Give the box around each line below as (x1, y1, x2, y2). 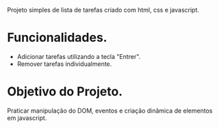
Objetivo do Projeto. (7, 84, 123, 99)
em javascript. (7, 113, 47, 122)
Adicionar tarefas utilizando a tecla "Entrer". (16, 52, 141, 60)
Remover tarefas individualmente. (16, 60, 112, 68)
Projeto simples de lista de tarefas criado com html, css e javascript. (7, 6, 200, 14)
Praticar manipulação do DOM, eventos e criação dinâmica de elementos (7, 106, 213, 115)
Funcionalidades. (7, 30, 107, 45)
